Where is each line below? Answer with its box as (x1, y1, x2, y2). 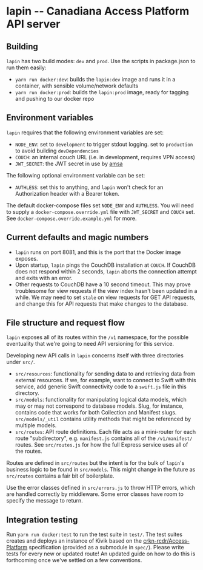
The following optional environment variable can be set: (6, 171, 145, 179)
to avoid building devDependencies (15, 147, 99, 154)
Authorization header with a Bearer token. (15, 190, 120, 197)
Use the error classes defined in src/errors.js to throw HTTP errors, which (6, 484, 196, 492)
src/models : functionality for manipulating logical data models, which (15, 396, 187, 403)
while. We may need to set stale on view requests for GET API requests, (15, 294, 196, 301)
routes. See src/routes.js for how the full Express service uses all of (15, 441, 188, 448)
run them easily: (6, 64, 47, 71)
